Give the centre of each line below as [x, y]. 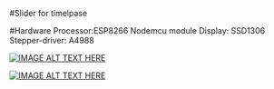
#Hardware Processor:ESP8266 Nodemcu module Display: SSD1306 [137, 30]
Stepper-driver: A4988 [52, 40]
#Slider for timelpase [49, 13]
